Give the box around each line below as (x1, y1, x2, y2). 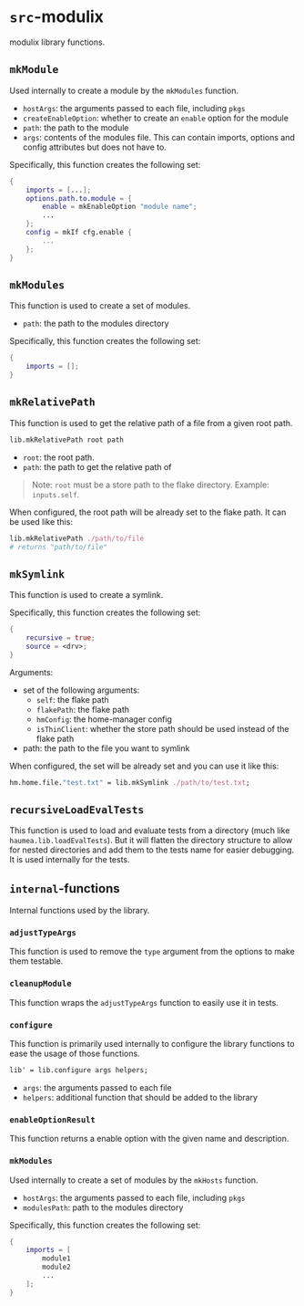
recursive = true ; (25, 633, 96, 643)
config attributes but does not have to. (22, 141, 167, 152)
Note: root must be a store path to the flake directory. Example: (31, 479, 270, 490)
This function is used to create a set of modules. (9, 300, 191, 311)
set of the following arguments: (22, 684, 140, 695)
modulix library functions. (9, 37, 106, 47)
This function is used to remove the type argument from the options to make (9, 946, 296, 957)
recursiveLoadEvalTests (9, 803, 145, 816)
